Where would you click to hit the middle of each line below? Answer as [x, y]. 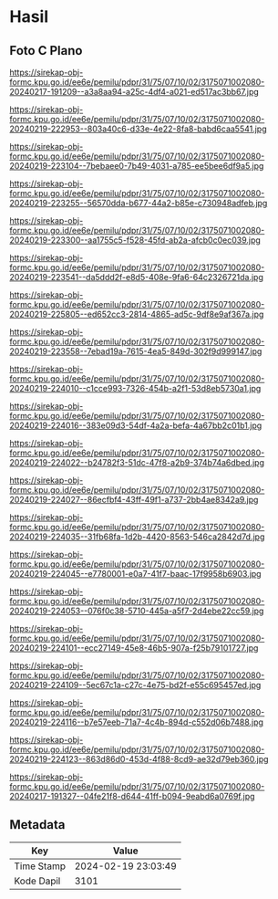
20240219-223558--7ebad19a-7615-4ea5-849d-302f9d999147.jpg [136, 351]
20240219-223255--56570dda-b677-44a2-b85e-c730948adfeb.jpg [139, 203]
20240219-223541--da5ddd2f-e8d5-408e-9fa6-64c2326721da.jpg [137, 277]
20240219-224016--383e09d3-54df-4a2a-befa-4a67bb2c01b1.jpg [136, 425]
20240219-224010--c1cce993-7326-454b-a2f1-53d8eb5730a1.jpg [135, 388]
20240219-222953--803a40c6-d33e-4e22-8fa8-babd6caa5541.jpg [138, 129]
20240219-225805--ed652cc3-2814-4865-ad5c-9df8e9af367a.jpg [137, 314]
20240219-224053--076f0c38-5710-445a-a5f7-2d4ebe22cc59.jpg [137, 611]
